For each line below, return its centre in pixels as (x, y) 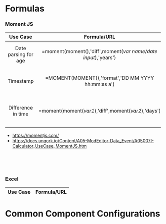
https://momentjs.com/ (36, 136)
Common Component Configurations (83, 213)
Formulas (25, 9)
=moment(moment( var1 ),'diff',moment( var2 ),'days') (100, 111)
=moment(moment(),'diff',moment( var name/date (100, 52)
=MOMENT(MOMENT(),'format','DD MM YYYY (100, 78)
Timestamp (21, 81)
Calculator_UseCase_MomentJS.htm (49, 146)
